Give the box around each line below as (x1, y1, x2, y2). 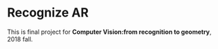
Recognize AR (7, 5, 89, 21)
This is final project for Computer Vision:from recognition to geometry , (7, 28, 212, 36)
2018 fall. (7, 35, 33, 43)
